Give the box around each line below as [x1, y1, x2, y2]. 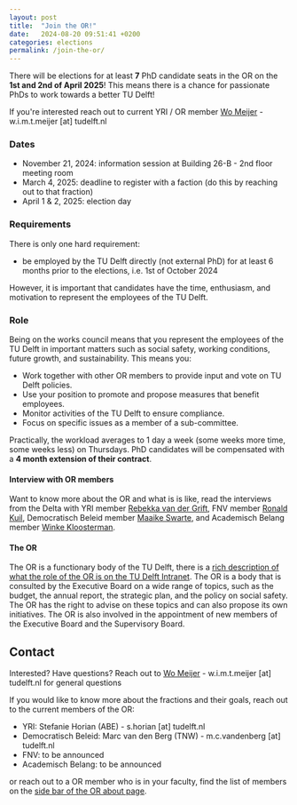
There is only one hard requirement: [9, 238, 140, 249]
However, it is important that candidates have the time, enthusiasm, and [9, 282, 271, 293]
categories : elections [9, 37, 93, 47]
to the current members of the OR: [9, 704, 135, 715]
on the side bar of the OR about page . [9, 785, 147, 796]
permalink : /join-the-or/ [9, 46, 105, 55]
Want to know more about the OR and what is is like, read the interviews [9, 494, 272, 505]
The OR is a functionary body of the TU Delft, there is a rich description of [9, 562, 279, 573]
